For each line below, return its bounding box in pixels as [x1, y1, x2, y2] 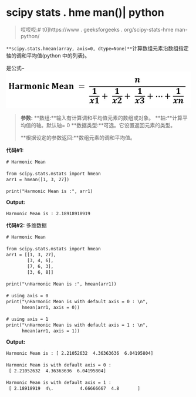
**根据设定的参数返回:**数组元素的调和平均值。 [20, 134, 136, 141]
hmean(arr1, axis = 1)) [21, 328, 80, 334]
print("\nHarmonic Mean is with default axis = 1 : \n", [6, 323, 148, 328]
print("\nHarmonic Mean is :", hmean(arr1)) [6, 281, 117, 287]
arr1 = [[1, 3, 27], [6, 252, 57, 258]
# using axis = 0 [6, 293, 49, 299]
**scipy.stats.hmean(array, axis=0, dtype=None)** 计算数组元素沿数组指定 [6, 45, 189, 52]
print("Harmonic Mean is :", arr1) [6, 188, 93, 195]
